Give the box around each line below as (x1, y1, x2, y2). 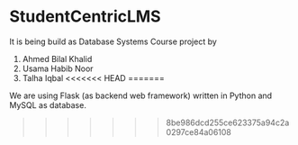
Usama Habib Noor (22, 63, 94, 74)
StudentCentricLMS (9, 6, 161, 27)
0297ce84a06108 (166, 126, 231, 137)
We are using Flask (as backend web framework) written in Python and (9, 90, 273, 101)
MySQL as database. (9, 99, 87, 110)
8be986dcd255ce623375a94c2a (166, 117, 290, 128)
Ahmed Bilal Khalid (22, 53, 93, 64)
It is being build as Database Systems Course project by (9, 36, 218, 47)
